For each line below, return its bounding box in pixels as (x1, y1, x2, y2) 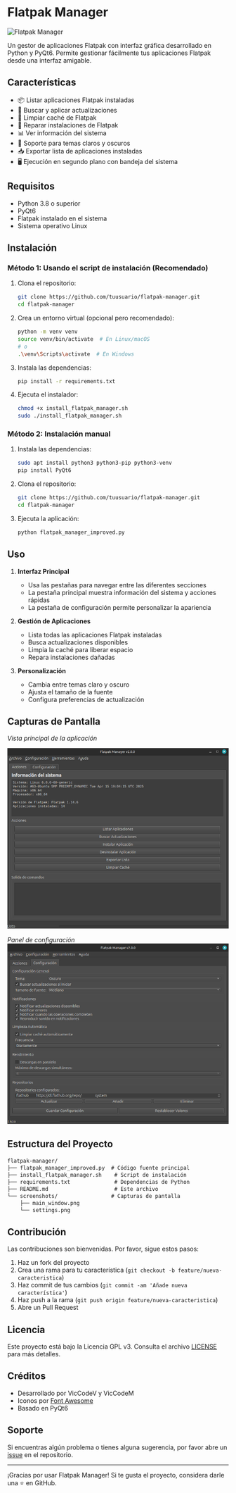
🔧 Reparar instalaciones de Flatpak (17, 120, 119, 129)
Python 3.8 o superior (17, 199, 81, 208)
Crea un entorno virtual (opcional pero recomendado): (17, 314, 174, 322)
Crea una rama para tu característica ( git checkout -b (17, 1266, 176, 1275)
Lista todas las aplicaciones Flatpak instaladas (27, 630, 162, 639)
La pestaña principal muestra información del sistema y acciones (27, 588, 216, 596)
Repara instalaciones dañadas (27, 653, 115, 661)
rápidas (27, 596, 51, 604)
